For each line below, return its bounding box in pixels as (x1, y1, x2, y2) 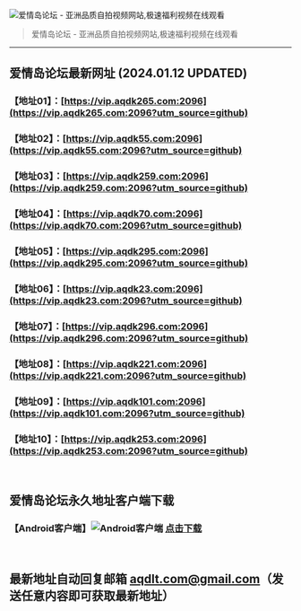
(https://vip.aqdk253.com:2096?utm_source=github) (9, 444, 249, 457)
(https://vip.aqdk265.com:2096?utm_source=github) (9, 107, 249, 119)
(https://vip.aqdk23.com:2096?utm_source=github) (9, 294, 243, 307)
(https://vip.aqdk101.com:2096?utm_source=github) (9, 406, 245, 419)
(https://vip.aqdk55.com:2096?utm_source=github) (9, 144, 243, 157)
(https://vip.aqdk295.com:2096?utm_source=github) (9, 257, 249, 269)
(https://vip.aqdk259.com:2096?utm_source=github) (9, 182, 248, 195)
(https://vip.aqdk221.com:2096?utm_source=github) (9, 369, 247, 381)
